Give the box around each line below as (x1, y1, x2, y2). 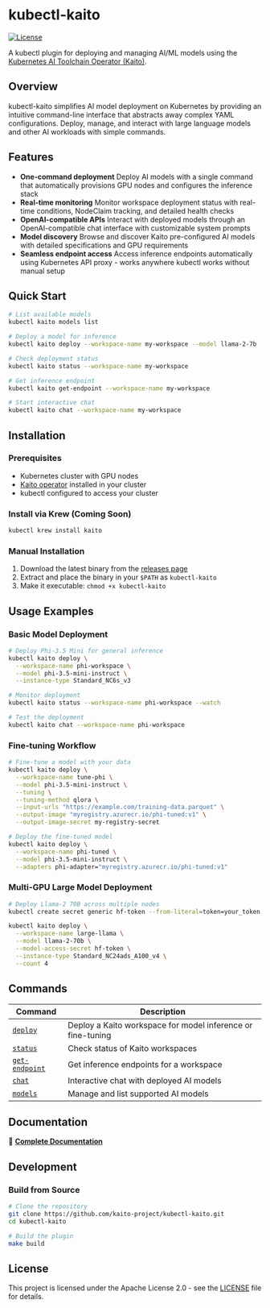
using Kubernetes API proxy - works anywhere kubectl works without (19, 257, 250, 267)
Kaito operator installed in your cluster (19, 480, 147, 489)
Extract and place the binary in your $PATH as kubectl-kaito (19, 572, 217, 582)
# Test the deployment (8, 713, 84, 722)
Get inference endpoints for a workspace (67, 1058, 223, 1069)
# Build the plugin (8, 1231, 74, 1240)
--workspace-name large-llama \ (15, 929, 125, 938)
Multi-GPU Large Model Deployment (8, 882, 153, 893)
